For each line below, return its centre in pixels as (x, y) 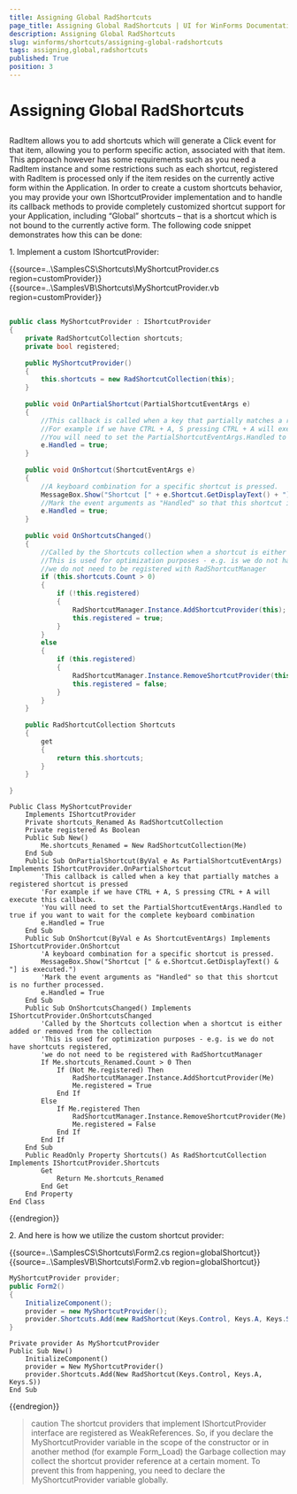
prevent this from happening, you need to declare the (128, 1471)
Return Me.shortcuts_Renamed (110, 1179)
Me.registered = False (114, 1125)
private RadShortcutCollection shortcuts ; (104, 339)
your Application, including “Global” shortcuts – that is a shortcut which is (143, 216)
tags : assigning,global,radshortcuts (79, 50)
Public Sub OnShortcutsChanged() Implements (108, 1009)
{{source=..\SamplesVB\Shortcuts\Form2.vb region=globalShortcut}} (135, 1262)
